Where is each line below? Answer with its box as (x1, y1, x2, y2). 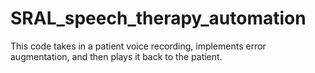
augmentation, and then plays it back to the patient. (10, 50, 223, 62)
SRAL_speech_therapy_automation (10, 7, 307, 30)
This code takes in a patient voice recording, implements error (10, 40, 267, 52)
